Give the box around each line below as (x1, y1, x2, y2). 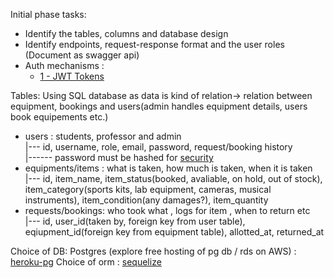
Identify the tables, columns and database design (24, 28, 229, 39)
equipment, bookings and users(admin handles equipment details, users (10, 100, 308, 112)
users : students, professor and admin (24, 130, 182, 142)
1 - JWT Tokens (39, 70, 105, 82)
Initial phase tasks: (10, 9, 87, 20)
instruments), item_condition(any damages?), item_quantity (24, 194, 269, 206)
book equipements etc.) (10, 111, 109, 123)
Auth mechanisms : (24, 60, 105, 71)
